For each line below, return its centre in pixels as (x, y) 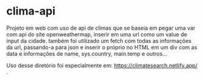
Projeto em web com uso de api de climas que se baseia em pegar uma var (101, 28)
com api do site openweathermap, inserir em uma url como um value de (97, 34)
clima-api (31, 11)
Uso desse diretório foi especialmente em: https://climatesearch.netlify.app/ (102, 65)
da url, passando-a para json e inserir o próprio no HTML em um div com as (102, 47)
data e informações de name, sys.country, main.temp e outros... (87, 53)
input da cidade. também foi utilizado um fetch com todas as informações (99, 41)
